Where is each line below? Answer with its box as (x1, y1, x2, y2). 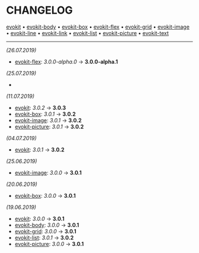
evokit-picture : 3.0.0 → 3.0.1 (14, 240, 84, 247)
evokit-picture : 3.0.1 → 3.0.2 (14, 123, 84, 130)
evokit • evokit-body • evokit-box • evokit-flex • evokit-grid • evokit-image (6, 23, 190, 30)
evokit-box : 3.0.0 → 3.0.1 (14, 192, 76, 199)
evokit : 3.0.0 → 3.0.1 (14, 215, 65, 222)
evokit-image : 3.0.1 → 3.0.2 (14, 116, 82, 124)
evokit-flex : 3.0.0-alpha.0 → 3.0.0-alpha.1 (14, 58, 118, 65)
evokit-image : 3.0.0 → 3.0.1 (14, 169, 82, 176)
